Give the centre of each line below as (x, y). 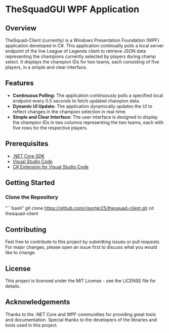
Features (19, 83)
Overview (21, 28)
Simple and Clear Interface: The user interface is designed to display (85, 117)
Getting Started (30, 183)
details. (13, 286)
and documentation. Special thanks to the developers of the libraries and (81, 320)
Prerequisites (27, 144)
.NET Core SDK (29, 156)
